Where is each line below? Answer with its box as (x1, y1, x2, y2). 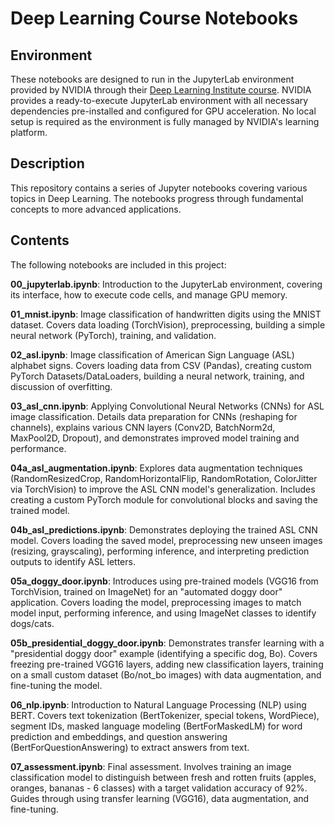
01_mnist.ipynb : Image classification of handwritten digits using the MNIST (10, 308, 322, 320)
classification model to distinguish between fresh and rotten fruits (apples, (10, 771, 317, 783)
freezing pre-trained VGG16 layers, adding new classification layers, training (10, 658, 324, 670)
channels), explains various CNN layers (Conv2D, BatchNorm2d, (10, 421, 276, 433)
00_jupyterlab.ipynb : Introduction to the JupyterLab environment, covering (10, 278, 323, 290)
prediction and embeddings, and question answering (10, 730, 228, 742)
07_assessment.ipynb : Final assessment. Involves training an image (10, 760, 292, 772)
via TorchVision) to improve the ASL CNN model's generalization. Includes (10, 483, 316, 495)
